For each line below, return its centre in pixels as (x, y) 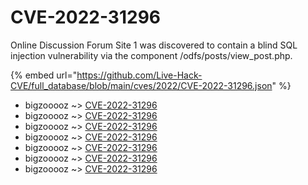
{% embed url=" (44, 75)
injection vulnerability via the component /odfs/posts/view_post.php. (151, 55)
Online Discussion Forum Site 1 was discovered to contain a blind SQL (154, 45)
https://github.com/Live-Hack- (139, 75)
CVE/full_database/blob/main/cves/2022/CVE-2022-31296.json (141, 85)
